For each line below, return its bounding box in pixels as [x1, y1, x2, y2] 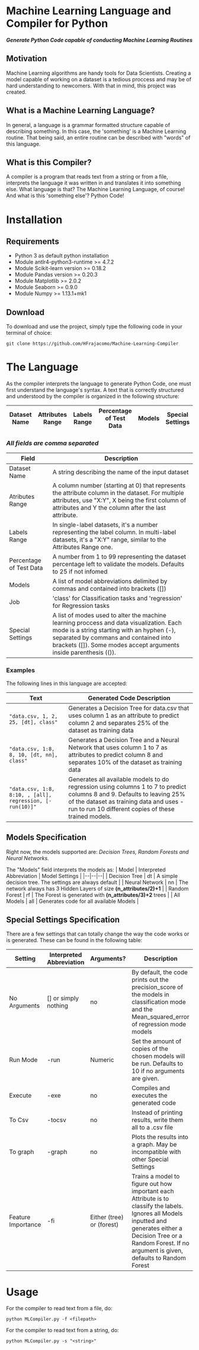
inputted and [131, 1217, 167, 1225]
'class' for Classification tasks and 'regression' [52, 594, 182, 603]
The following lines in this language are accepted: [6, 680, 127, 687]
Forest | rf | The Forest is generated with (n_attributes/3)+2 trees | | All [6, 891, 181, 898]
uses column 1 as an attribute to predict [68, 711, 179, 720]
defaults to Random [131, 1254, 187, 1262]
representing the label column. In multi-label [52, 528, 176, 537]
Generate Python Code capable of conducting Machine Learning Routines [6, 36, 193, 43]
